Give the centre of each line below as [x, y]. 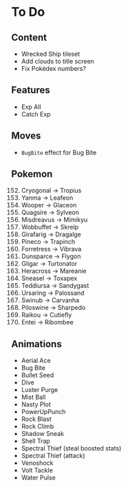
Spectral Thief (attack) [53, 456]
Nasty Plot [36, 404]
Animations [36, 344]
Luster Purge [40, 390]
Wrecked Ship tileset [51, 54]
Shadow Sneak [43, 434]
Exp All [31, 107]
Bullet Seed [38, 375]
